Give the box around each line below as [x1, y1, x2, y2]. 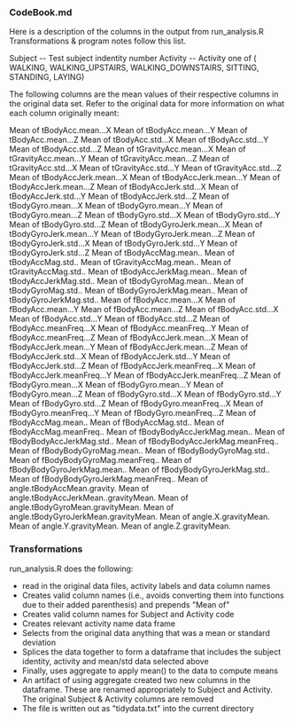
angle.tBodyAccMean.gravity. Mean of [9, 483, 150, 494]
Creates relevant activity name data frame [21, 618, 175, 629]
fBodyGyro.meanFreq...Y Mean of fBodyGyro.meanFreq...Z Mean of [9, 408, 257, 419]
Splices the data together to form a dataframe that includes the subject [21, 646, 282, 657]
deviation [21, 637, 57, 647]
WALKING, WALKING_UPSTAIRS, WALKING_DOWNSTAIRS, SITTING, [9, 62, 259, 73]
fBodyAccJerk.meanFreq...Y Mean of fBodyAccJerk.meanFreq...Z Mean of [9, 370, 282, 381]
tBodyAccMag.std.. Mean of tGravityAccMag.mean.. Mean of [9, 257, 232, 268]
